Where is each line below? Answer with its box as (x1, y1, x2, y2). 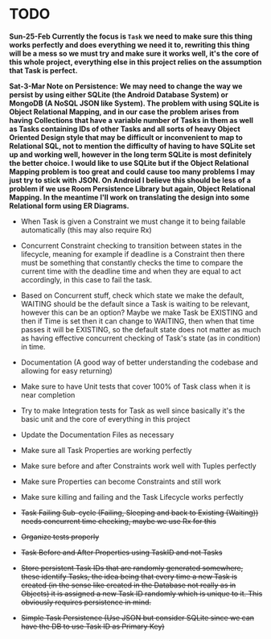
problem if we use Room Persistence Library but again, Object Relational (9, 183, 256, 193)
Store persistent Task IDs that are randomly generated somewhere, (20, 563, 244, 572)
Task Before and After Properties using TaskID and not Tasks (20, 547, 223, 557)
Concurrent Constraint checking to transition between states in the (20, 241, 242, 250)
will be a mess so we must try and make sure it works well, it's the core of (9, 48, 260, 58)
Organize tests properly (20, 532, 100, 542)
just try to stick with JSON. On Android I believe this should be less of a (9, 175, 252, 185)
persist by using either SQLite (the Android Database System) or (9, 89, 228, 99)
